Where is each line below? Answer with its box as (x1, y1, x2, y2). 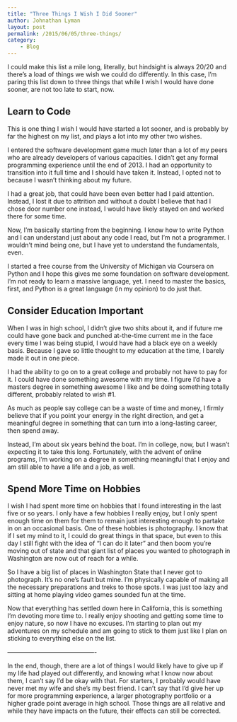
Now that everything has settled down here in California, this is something (7, 604, 223, 612)
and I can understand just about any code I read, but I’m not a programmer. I (7, 233, 230, 241)
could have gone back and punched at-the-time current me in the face (7, 331, 214, 339)
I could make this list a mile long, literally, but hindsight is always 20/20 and (7, 63, 227, 71)
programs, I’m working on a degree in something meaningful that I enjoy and (7, 455, 230, 463)
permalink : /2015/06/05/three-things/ (7, 30, 122, 37)
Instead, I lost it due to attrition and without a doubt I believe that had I (7, 197, 212, 205)
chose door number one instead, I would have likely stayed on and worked (7, 204, 224, 213)
